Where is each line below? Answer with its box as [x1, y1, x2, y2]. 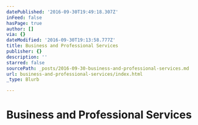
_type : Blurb [6, 76, 40, 83]
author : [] [6, 25, 34, 32]
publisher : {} [6, 49, 43, 55]
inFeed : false [6, 15, 43, 21]
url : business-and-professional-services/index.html [6, 71, 143, 77]
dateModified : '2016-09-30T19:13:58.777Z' [6, 37, 116, 43]
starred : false [6, 59, 45, 66]
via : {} [6, 32, 26, 38]
